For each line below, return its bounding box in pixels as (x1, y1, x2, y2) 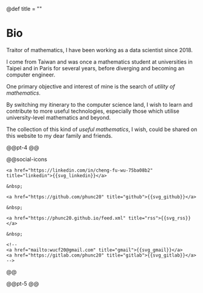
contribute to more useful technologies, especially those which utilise (6, 107, 180, 115)
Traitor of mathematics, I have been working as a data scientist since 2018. (6, 46, 193, 53)
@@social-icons (6, 155, 47, 163)
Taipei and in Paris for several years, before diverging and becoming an (6, 64, 185, 72)
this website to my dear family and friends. (6, 132, 113, 139)
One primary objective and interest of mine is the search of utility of (6, 83, 175, 90)
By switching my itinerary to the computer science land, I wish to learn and (6, 101, 193, 108)
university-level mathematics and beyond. (6, 113, 111, 121)
